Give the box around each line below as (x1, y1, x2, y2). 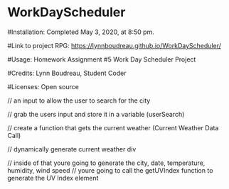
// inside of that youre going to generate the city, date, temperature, (7, 159, 206, 167)
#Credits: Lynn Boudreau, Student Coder (7, 69, 127, 77)
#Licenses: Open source (7, 82, 80, 91)
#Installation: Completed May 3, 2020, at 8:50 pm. (7, 28, 154, 36)
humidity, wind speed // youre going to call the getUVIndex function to (7, 166, 213, 174)
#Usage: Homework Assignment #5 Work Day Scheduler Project (7, 55, 196, 64)
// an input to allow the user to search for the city (7, 96, 151, 105)
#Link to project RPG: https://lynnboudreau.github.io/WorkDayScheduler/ (7, 41, 222, 50)
